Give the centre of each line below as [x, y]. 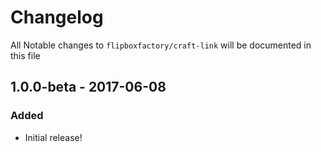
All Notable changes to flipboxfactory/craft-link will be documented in [161, 45]
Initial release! [53, 137]
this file [25, 55]
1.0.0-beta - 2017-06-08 [88, 87]
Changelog [57, 17]
